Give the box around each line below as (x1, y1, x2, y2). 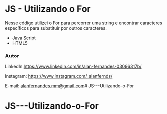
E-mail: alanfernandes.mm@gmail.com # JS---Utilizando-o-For (5, 83, 134, 89)
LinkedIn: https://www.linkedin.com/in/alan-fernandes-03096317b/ (5, 63, 142, 70)
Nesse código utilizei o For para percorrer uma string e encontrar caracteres (5, 20, 162, 26)
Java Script (12, 35, 36, 41)
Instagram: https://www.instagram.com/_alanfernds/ (5, 73, 113, 79)
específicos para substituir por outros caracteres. (5, 25, 107, 31)
